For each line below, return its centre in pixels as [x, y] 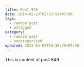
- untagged [20, 28]
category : [15, 32]
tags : [10, 18]
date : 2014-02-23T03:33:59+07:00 [39, 14]
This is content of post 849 [32, 59]
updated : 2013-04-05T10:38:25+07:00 [42, 46]
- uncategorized [26, 41]
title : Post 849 [21, 9]
